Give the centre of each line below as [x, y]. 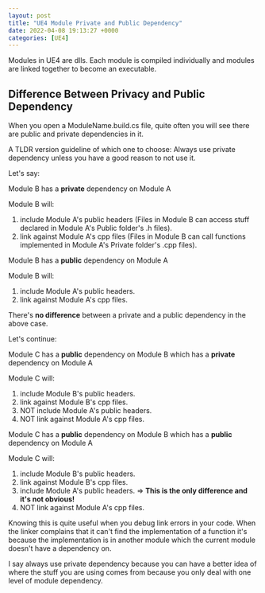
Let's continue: [33, 339]
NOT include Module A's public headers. [86, 411]
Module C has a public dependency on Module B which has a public [120, 435]
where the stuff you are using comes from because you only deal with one [130, 572]
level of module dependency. [56, 581]
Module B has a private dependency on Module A [90, 189]
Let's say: [24, 174]
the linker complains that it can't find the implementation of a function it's [128, 532]
